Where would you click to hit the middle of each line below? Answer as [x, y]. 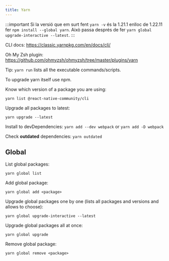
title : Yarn [18, 10]
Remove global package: [31, 244]
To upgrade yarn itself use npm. [38, 79]
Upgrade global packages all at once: [44, 226]
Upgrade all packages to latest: [38, 108]
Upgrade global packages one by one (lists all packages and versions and [82, 201]
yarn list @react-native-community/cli [47, 98]
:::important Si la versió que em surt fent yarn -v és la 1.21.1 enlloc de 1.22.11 [84, 24]
